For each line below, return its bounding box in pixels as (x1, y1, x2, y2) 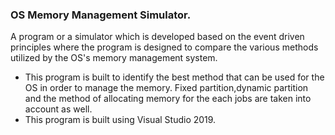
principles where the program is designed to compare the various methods (10, 41, 319, 53)
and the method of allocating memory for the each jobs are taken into (24, 93, 312, 105)
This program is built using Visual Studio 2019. (24, 114, 217, 126)
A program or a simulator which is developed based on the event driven (10, 31, 305, 43)
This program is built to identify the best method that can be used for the (24, 71, 325, 83)
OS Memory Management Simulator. (10, 8, 192, 22)
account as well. (24, 103, 93, 115)
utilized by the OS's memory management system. (10, 52, 218, 64)
